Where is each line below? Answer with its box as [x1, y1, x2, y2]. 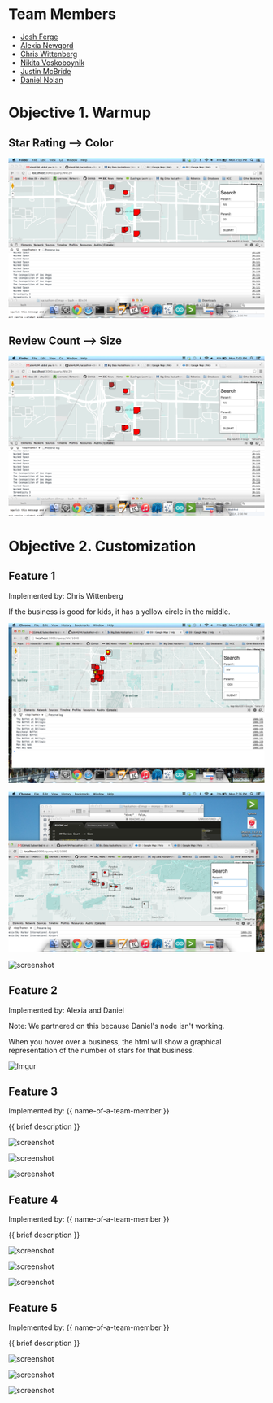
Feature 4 [8, 1192, 58, 1206]
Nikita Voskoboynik [19, 58, 85, 68]
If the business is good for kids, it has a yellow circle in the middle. [8, 607, 231, 617]
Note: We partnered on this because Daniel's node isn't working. [8, 1021, 225, 1030]
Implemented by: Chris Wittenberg [8, 590, 123, 600]
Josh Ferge [19, 32, 58, 41]
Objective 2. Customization [8, 537, 197, 556]
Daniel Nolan [19, 75, 63, 85]
